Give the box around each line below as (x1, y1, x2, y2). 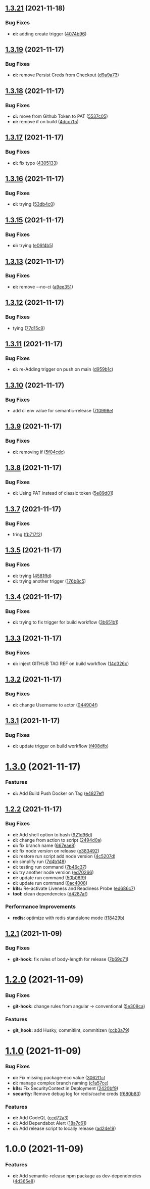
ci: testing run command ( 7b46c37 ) (12, 864, 87, 870)
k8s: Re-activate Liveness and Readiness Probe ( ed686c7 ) (12, 885, 135, 891)
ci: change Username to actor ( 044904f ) (12, 702, 98, 708)
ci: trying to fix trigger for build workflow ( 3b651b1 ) (12, 619, 119, 626)
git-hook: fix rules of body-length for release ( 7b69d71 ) (12, 956, 129, 962)
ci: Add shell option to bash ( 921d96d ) (12, 831, 92, 838)
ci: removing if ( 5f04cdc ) (12, 449, 65, 455)
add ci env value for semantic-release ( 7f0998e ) (12, 407, 114, 413)
